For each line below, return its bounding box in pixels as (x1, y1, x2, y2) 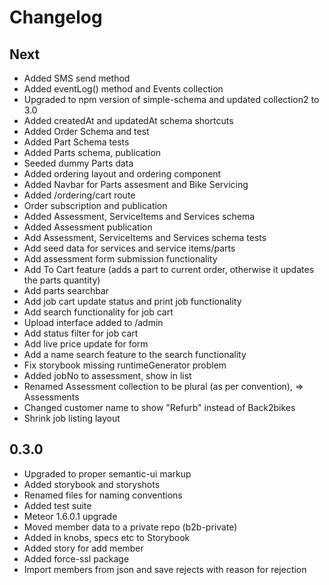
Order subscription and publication (23, 200, 168, 211)
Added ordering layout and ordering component (23, 168, 222, 180)
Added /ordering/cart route (23, 189, 136, 201)
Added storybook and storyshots (23, 478, 161, 490)
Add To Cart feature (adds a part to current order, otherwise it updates (23, 264, 315, 275)
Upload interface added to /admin (23, 317, 164, 328)
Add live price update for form (23, 338, 149, 350)
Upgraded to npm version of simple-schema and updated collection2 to (23, 94, 320, 105)
